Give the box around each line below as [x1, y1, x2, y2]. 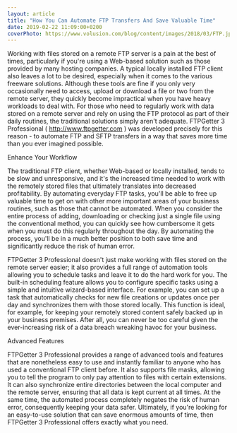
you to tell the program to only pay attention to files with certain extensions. [7, 373, 227, 381]
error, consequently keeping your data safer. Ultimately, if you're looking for [7, 403, 228, 412]
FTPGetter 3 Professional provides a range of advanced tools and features [7, 350, 224, 359]
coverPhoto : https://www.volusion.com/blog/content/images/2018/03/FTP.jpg [7, 30, 235, 37]
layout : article [7, 10, 55, 18]
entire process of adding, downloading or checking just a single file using [7, 212, 221, 220]
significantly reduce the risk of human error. [7, 242, 135, 251]
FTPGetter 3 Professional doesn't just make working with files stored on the [7, 256, 227, 264]
